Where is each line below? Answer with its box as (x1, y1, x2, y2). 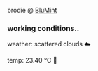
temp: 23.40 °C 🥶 (7, 56, 57, 65)
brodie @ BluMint (7, 6, 57, 14)
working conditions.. (7, 23, 80, 33)
